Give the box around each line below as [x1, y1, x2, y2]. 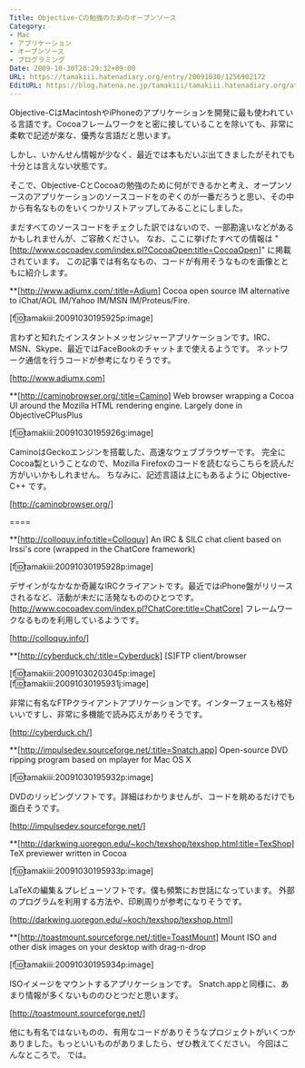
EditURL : [9, 81, 43, 90]
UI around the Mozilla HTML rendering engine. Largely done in [9, 400, 243, 410]
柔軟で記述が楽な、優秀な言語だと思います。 [9, 129, 176, 141]
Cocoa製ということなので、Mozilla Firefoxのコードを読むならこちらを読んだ [9, 458, 295, 469]
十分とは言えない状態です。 [9, 160, 113, 171]
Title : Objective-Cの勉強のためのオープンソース [9, 13, 177, 23]
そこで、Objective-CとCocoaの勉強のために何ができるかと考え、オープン [9, 179, 285, 191]
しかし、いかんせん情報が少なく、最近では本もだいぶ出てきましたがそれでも [9, 149, 296, 160]
